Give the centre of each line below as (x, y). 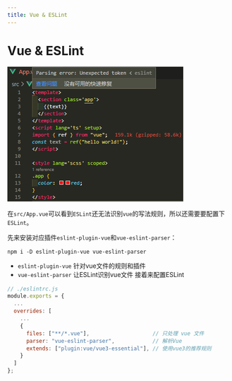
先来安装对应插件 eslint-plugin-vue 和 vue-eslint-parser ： (92, 238)
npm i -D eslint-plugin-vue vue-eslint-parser (77, 252)
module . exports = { (36, 296)
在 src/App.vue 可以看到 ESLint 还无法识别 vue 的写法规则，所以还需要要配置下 (116, 213)
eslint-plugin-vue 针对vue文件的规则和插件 (81, 266)
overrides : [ (33, 311)
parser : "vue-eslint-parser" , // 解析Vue (104, 341)
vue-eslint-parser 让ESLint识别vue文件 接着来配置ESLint (101, 274)
